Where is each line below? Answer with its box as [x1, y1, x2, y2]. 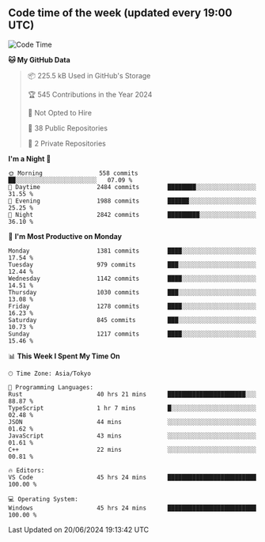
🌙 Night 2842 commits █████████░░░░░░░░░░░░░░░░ [8, 210, 257, 218]
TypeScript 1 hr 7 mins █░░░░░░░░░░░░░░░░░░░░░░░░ [8, 404, 257, 412]
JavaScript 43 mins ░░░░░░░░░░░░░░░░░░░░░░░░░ [8, 431, 257, 440]
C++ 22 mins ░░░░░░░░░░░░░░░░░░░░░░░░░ [8, 445, 257, 453]
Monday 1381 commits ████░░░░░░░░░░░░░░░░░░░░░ [8, 247, 257, 255]
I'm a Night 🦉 [8, 154, 51, 163]
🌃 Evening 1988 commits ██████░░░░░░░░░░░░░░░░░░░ [8, 197, 257, 205]
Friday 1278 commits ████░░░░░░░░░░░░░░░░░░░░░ [8, 302, 257, 310]
